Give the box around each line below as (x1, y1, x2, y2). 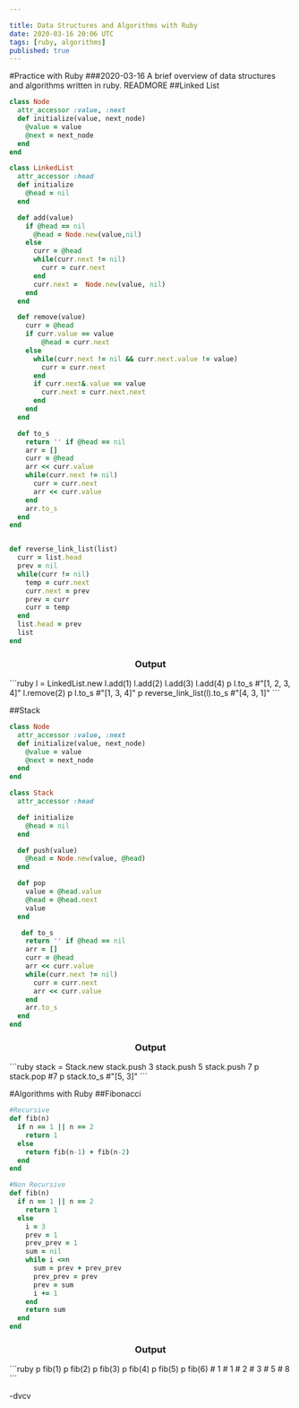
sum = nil (25, 1247, 63, 1256)
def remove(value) (17, 313, 87, 322)
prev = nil (17, 561, 58, 570)
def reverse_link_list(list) (9, 544, 118, 554)
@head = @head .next (25, 895, 98, 904)
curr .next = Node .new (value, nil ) (32, 280, 167, 289)
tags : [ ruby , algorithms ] (9, 38, 106, 47)
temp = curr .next (25, 578, 90, 587)
